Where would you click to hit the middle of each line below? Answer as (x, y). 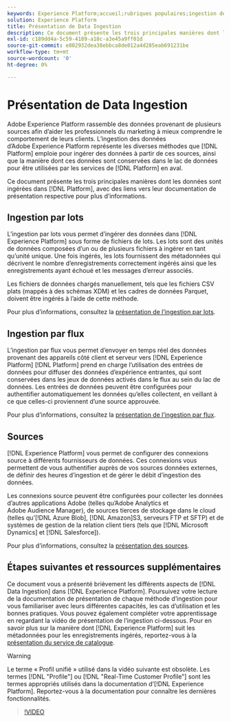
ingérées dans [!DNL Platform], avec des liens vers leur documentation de (112, 188)
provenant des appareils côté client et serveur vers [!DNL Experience (105, 358)
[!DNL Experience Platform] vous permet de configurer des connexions (108, 453)
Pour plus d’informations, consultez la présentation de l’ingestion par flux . (112, 415)
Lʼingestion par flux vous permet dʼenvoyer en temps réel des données (107, 350)
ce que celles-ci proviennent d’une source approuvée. (84, 402)
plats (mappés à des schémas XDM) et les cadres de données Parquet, (108, 291)
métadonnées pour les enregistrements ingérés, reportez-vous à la (102, 635)
